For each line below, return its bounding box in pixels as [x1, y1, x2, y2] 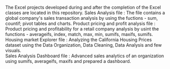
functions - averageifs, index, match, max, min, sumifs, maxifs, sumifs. [5, 31, 153, 37]
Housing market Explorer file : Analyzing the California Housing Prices [5, 37, 152, 43]
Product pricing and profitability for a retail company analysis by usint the [5, 26, 159, 32]
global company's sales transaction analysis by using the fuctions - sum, [5, 15, 158, 21]
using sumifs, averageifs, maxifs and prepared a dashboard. [5, 58, 131, 64]
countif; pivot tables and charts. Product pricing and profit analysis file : [5, 20, 156, 26]
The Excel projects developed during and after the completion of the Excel [5, 5, 161, 10]
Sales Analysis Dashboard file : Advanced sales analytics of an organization [5, 53, 164, 59]
